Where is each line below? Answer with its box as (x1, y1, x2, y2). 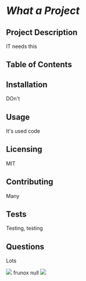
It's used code (6, 127, 41, 135)
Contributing (6, 177, 53, 187)
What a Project (6, 4, 80, 18)
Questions (6, 241, 45, 252)
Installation (6, 79, 48, 89)
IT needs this (6, 43, 37, 50)
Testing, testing (6, 225, 44, 232)
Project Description (6, 27, 78, 37)
